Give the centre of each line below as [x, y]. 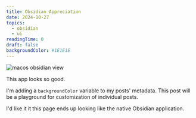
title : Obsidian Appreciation [44, 12]
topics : [16, 23]
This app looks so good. [36, 79]
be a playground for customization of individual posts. [72, 97]
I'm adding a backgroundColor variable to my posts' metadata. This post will [98, 91]
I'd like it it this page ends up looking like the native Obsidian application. [95, 108]
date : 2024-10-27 [28, 17]
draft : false [22, 45]
